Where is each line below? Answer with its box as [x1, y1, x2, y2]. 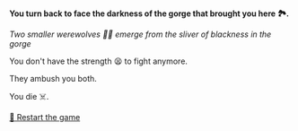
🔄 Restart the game [9, 112, 81, 122]
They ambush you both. [9, 74, 97, 83]
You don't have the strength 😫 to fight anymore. [9, 56, 188, 66]
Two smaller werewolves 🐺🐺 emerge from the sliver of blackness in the [9, 29, 272, 39]
